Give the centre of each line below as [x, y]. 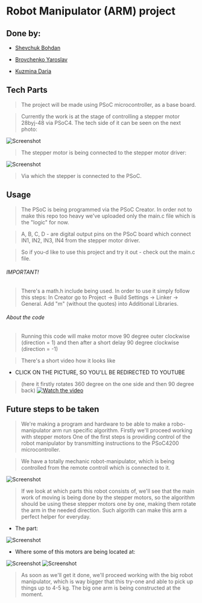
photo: [29, 129]
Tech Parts [27, 90]
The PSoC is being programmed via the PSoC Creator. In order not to [106, 209]
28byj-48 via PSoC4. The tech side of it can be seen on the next [101, 122]
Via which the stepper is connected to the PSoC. [81, 175]
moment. [32, 594]
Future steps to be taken [53, 409]
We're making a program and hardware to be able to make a [96, 424]
